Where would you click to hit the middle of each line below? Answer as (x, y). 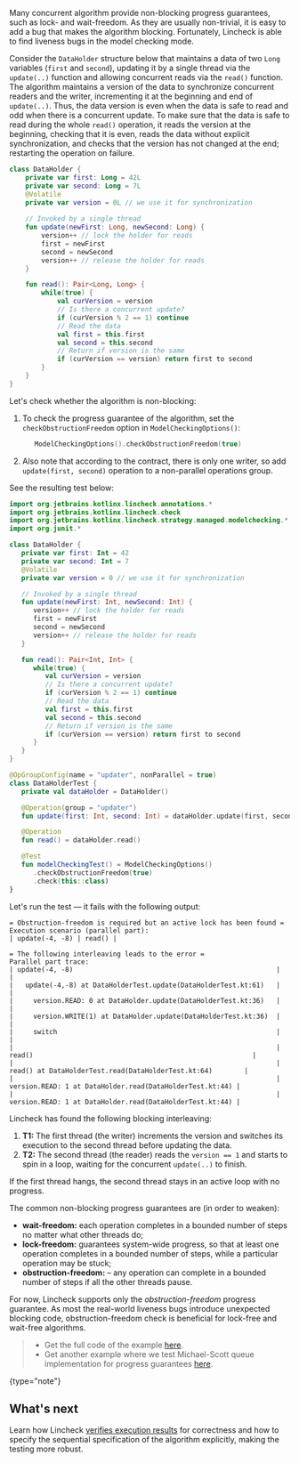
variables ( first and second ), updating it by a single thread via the (130, 68)
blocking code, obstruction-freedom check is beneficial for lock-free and (143, 1318)
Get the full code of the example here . (114, 1345)
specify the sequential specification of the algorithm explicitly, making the (145, 1440)
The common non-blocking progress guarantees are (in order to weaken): (145, 1208)
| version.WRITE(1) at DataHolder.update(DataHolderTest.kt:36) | (145, 1016)
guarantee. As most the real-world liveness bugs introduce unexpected (140, 1308)
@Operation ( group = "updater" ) (79, 808)
